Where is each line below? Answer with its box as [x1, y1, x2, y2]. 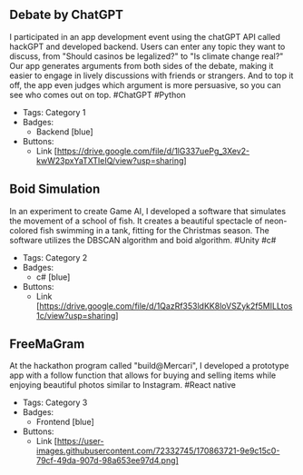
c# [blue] [35, 272, 71, 282]
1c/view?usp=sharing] [35, 310, 119, 321]
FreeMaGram [9, 336, 85, 352]
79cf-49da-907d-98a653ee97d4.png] [35, 455, 179, 466]
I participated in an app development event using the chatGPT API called [9, 31, 281, 42]
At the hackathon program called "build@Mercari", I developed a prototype [9, 361, 289, 371]
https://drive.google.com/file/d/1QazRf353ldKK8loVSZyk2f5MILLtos [39, 300, 293, 312]
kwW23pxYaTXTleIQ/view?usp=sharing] [35, 154, 188, 166]
